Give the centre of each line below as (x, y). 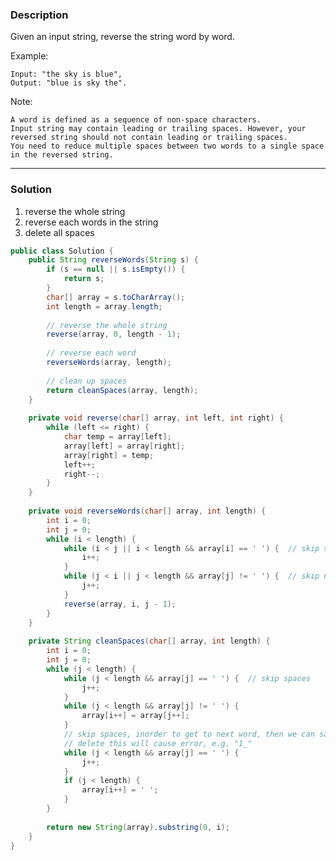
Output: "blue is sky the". (69, 83)
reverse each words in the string (91, 222)
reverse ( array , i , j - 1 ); (120, 604)
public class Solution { (62, 251)
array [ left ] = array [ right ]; (124, 446)
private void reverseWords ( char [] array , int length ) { (147, 511)
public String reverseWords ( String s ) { (113, 260)
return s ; (84, 279)
